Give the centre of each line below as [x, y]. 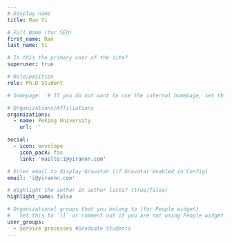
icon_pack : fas [41, 153]
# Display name [29, 13]
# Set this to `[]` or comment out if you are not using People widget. [117, 215]
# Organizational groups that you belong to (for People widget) [103, 209]
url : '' [30, 127]
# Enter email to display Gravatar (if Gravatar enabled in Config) [108, 171]
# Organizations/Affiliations [51, 108]
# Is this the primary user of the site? [68, 58]
